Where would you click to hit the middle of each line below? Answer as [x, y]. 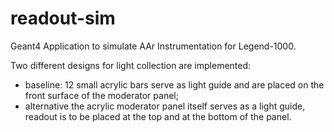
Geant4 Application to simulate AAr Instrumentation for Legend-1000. [153, 46]
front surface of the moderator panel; [101, 95]
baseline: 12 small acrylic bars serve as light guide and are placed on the [174, 84]
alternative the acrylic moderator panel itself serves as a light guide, [165, 106]
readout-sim [63, 18]
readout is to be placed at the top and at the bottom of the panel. [158, 116]
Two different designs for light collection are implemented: [131, 65]
